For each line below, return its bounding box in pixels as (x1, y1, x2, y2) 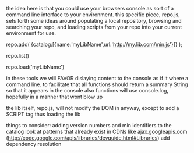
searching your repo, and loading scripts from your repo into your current (6, 23, 182, 30)
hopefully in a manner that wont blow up (6, 93, 103, 100)
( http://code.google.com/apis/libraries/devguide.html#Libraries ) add (6, 134, 170, 141)
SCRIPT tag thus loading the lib (6, 111, 81, 118)
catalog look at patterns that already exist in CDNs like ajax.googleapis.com (6, 128, 188, 135)
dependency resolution (6, 141, 62, 147)
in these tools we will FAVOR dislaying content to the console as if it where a (6, 75, 189, 81)
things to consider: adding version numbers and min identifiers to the (6, 122, 172, 129)
